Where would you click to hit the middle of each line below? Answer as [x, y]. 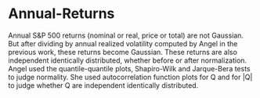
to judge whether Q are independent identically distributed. [103, 85]
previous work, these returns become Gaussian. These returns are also [123, 52]
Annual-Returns [61, 14]
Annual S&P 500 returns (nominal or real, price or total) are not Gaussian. [126, 35]
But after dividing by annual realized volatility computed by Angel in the [123, 43]
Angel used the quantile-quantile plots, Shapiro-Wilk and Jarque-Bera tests [129, 68]
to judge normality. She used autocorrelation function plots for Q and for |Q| [130, 77]
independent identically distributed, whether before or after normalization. [128, 60]
